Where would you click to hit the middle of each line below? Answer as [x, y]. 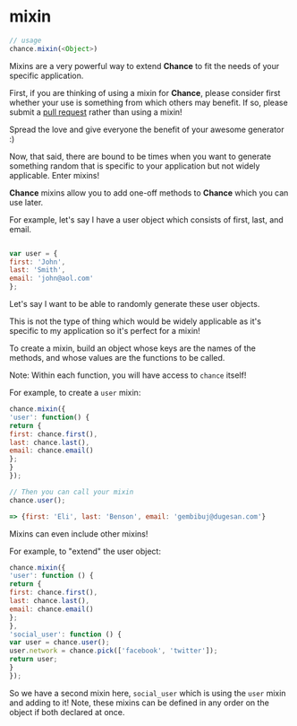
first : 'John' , [38, 262]
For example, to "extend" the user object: [85, 551]
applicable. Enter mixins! [55, 175]
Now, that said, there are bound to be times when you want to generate [140, 156]
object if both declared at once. [67, 712]
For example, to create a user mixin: [75, 393]
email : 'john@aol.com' [51, 279]
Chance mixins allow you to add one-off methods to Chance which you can [149, 192]
